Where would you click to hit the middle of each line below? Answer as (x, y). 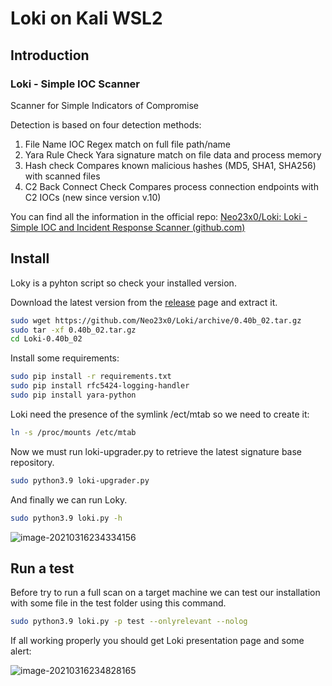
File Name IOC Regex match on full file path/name (127, 144)
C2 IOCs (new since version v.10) (93, 197)
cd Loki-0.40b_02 (46, 339)
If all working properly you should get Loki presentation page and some (157, 641)
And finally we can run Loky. (69, 499)
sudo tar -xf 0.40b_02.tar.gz (73, 330)
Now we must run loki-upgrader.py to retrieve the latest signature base (156, 451)
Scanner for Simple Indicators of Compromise (104, 105)
